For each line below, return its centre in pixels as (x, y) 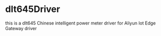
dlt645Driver (33, 9)
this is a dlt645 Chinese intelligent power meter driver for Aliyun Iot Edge (80, 23)
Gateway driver (21, 28)
